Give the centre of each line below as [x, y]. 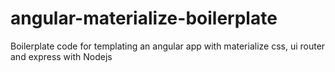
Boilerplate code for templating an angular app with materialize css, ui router [168, 46]
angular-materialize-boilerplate [144, 18]
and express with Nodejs [61, 56]
